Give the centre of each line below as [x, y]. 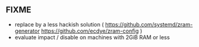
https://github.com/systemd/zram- [149, 24]
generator [27, 31]
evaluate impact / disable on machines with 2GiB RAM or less [92, 37]
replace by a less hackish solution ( [59, 24]
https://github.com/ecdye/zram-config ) [92, 31]
